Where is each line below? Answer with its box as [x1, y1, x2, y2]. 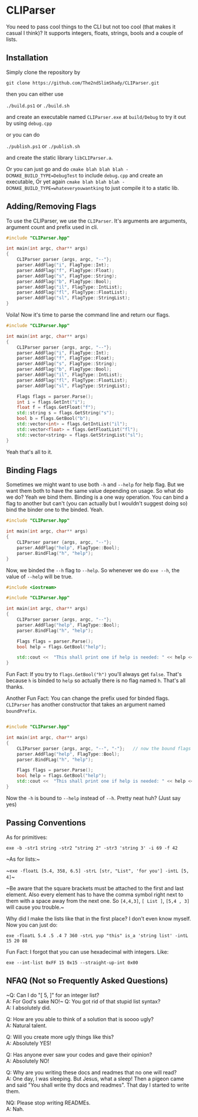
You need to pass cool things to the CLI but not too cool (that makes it [6, 23, 176, 30]
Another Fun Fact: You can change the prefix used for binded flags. [6, 695, 170, 702]
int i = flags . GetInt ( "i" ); [16, 399, 85, 405]
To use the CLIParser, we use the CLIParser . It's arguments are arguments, [6, 217, 187, 224]
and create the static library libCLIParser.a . [6, 154, 113, 161]
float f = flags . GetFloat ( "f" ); [16, 405, 96, 411]
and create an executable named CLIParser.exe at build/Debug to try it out [6, 113, 186, 120]
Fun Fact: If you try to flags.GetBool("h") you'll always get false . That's [6, 671, 182, 678]
